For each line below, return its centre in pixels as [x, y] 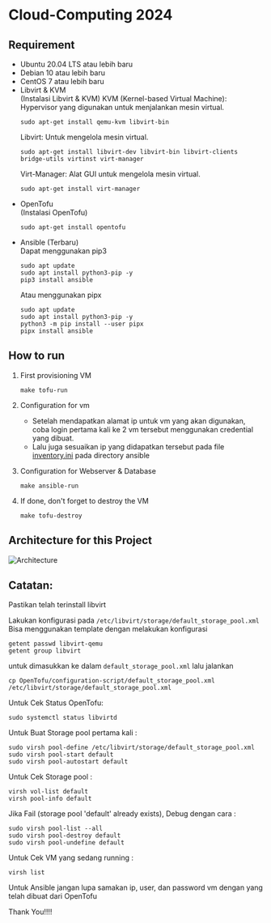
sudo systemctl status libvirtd [63, 718]
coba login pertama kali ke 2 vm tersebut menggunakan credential [142, 429]
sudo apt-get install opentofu [73, 228]
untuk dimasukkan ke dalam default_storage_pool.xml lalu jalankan [121, 666]
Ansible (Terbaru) [49, 242]
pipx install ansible [56, 331]
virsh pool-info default [50, 799]
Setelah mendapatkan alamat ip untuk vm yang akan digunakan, [139, 421]
